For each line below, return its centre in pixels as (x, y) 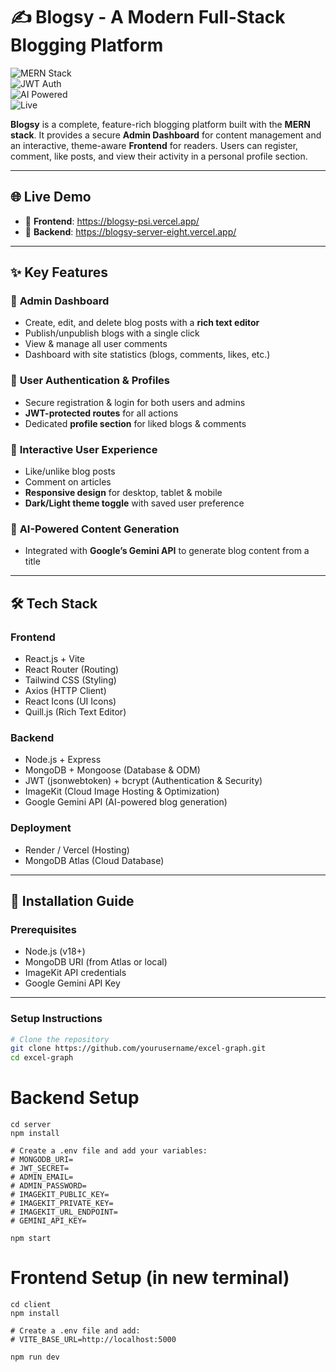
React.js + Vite (54, 659)
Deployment (41, 828)
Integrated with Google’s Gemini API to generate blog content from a (167, 551)
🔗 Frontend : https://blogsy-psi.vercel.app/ (112, 221)
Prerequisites (43, 929)
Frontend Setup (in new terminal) (150, 1278)
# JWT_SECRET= (40, 1169)
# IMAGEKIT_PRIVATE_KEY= (62, 1204)
